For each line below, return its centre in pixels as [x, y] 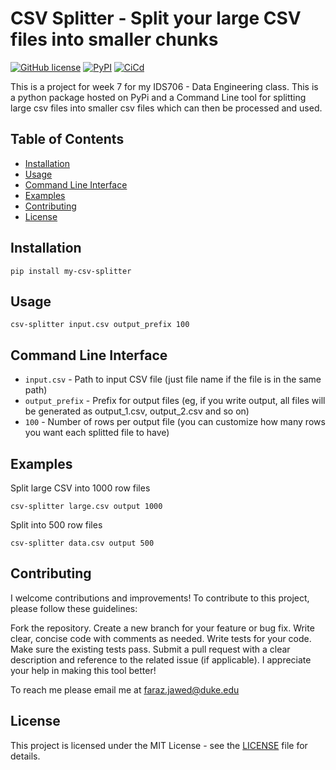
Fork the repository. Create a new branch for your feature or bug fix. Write [162, 628]
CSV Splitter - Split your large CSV [156, 18]
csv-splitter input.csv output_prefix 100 [100, 325]
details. [25, 756]
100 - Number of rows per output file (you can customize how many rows [175, 422]
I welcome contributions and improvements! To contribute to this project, [160, 598]
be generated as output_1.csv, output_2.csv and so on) [137, 411]
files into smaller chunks [114, 39]
